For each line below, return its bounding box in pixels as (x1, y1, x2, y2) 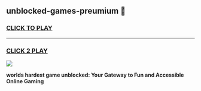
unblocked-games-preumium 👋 (6, 6, 126, 16)
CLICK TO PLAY (6, 24, 53, 32)
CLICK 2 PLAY (6, 46, 48, 54)
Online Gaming (6, 77, 44, 84)
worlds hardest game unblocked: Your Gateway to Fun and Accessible (6, 71, 184, 78)
